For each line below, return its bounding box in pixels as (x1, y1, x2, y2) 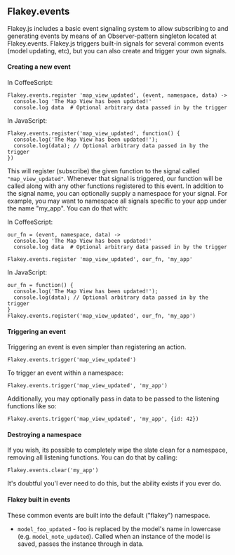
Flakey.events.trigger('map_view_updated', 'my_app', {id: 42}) (7, 415, 199, 423)
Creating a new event (7, 62, 72, 71)
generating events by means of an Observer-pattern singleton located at (7, 32, 217, 40)
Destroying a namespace (7, 430, 82, 439)
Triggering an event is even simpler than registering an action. (7, 343, 187, 352)
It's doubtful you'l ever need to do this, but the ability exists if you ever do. (7, 479, 222, 488)
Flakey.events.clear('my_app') (7, 467, 99, 474)
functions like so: (7, 402, 57, 410)
